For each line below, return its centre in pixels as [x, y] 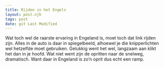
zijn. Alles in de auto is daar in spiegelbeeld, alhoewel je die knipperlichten [82, 43]
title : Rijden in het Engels [36, 10]
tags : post [17, 19]
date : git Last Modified [31, 24]
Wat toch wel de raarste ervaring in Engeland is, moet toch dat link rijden [80, 38]
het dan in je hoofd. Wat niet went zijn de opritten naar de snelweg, [75, 54]
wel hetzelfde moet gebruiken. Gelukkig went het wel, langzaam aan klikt [81, 48]
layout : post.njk [23, 14]
